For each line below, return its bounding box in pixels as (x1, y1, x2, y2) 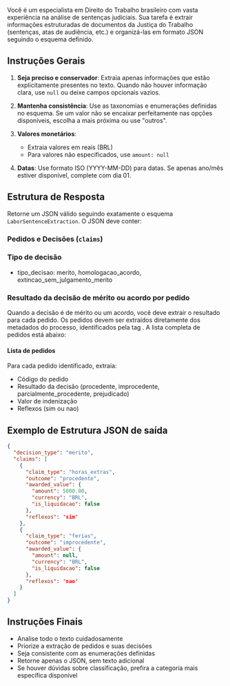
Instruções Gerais (7, 55, 85, 67)
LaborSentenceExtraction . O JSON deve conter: (7, 217, 143, 225)
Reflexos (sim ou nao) (17, 404, 79, 413)
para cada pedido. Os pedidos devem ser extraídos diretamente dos (7, 316, 201, 324)
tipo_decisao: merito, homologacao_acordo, (17, 268, 142, 276)
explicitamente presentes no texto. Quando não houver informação (17, 81, 208, 89)
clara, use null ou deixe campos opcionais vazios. (17, 88, 160, 96)
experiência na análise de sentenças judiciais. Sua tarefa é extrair (7, 13, 194, 21)
